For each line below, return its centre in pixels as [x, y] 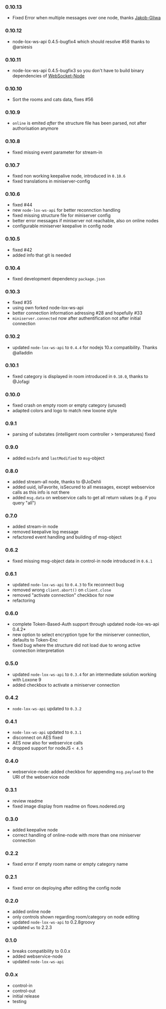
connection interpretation [38, 650]
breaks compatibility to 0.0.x [41, 951]
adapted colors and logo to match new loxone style [65, 411]
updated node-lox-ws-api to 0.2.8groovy [54, 922]
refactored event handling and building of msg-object [67, 537]
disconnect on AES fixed [37, 737]
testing [19, 1001]
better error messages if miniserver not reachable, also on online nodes [85, 221]
